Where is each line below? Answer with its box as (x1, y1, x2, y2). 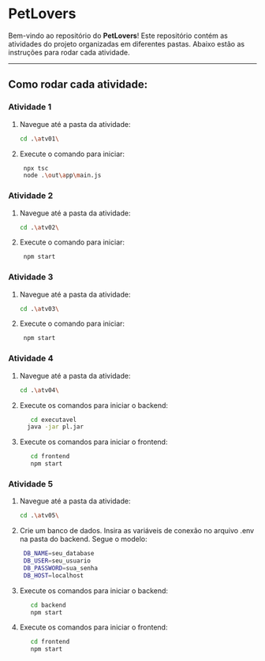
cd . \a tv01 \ (19, 135, 59, 143)
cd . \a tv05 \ (19, 512, 59, 520)
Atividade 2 (8, 190, 54, 201)
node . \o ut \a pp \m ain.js (23, 171, 102, 180)
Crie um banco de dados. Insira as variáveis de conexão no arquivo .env (19, 526, 255, 536)
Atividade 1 (8, 102, 52, 113)
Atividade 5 (8, 478, 54, 489)
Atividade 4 (8, 353, 54, 364)
